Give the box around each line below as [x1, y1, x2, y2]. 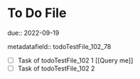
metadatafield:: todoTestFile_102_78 [7, 42, 112, 51]
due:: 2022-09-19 [7, 28, 60, 37]
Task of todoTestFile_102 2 [17, 64, 95, 73]
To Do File [7, 5, 67, 21]
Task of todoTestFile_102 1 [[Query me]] [17, 56, 134, 65]
